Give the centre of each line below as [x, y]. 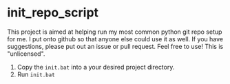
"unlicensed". [26, 54]
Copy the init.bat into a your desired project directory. [96, 67]
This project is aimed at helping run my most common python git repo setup [115, 32]
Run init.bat [36, 74]
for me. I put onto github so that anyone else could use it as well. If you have [115, 39]
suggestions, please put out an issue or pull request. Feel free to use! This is [115, 46]
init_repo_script [53, 13]
